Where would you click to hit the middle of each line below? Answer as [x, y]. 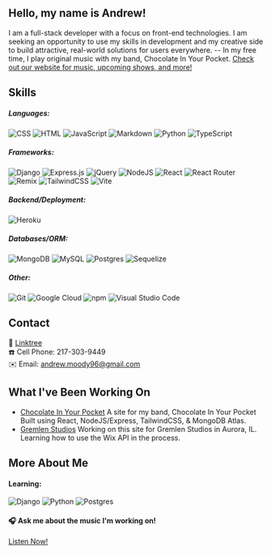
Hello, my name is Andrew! [77, 13]
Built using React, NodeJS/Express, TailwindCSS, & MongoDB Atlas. [133, 421]
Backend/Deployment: [47, 199]
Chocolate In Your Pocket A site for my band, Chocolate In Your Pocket [138, 412]
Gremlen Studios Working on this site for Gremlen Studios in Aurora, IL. [138, 429]
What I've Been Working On [80, 393]
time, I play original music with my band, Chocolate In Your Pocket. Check [131, 58]
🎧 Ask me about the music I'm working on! [82, 520]
